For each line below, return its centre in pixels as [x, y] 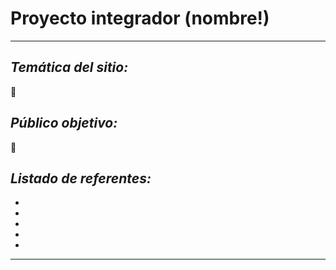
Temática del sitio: [69, 67]
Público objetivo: [64, 123]
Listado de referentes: [81, 178]
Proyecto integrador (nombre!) [140, 18]
